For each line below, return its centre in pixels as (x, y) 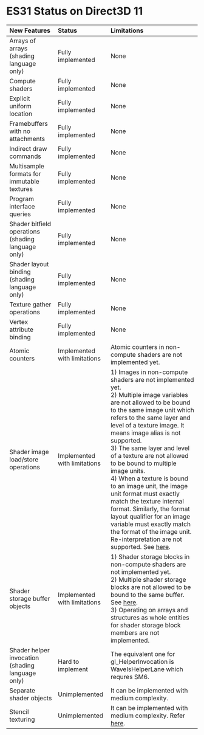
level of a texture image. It (147, 425)
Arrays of (23, 41)
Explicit (20, 98)
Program (22, 199)
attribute (22, 330)
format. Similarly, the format (150, 509)
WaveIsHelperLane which (147, 669)
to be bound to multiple (144, 463)
